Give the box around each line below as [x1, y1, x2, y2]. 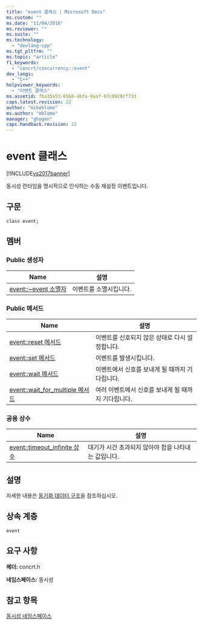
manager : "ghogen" [6, 116, 53, 122]
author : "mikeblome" [6, 104, 59, 111]
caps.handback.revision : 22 [6, 122, 77, 128]
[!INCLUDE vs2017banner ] [6, 170, 71, 177]
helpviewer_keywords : [6, 82, 61, 88]
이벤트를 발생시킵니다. [95, 354, 155, 362]
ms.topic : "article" [6, 54, 59, 60]
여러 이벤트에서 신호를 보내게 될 [95, 385, 180, 394]
